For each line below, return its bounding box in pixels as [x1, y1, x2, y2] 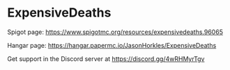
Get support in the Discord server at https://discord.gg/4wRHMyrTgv [7, 54, 205, 63]
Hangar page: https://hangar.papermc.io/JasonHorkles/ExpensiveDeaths [7, 41, 217, 49]
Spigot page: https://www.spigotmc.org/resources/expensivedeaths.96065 [7, 28, 223, 36]
